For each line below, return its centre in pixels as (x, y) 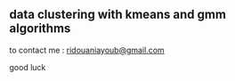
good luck (28, 67)
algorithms (40, 29)
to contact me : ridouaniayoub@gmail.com (87, 50)
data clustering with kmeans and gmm (118, 15)
